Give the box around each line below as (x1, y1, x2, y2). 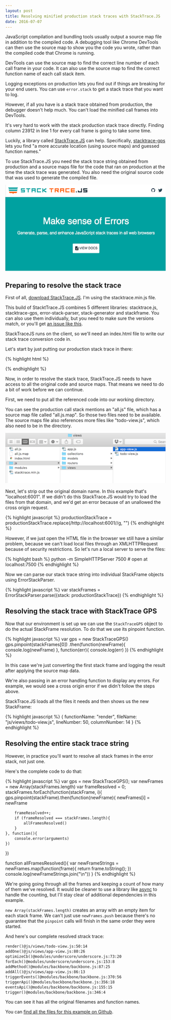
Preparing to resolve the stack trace (5, 281, 122, 290)
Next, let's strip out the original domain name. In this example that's (5, 489, 147, 495)
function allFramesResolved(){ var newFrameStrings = (5, 860, 119, 866)
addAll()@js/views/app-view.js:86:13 (5, 969, 85, 974)
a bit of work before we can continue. (5, 386, 84, 392)
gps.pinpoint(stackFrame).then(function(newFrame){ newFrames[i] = (5, 794, 150, 801)
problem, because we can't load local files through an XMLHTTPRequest (5, 541, 158, 547)
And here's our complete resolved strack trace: (5, 933, 104, 939)
